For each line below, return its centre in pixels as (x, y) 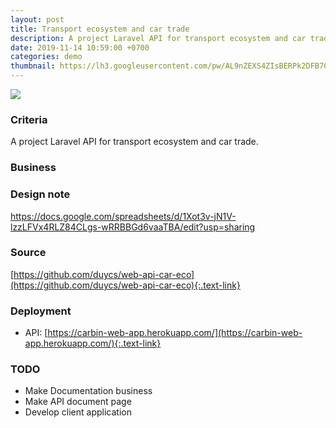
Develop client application (78, 412)
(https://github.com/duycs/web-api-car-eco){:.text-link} (125, 285)
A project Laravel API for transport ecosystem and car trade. (134, 142)
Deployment (41, 311)
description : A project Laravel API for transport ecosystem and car (158, 38)
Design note (40, 194)
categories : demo (46, 57)
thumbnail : (33, 66)
